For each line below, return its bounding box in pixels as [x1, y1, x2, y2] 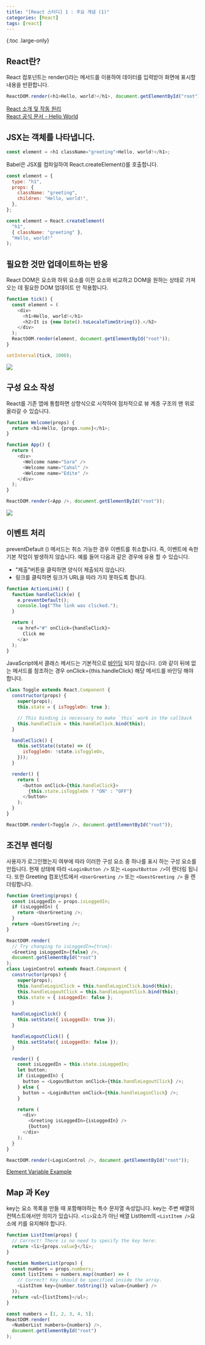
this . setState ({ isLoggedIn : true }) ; [17, 1017, 116, 1023]
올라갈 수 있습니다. [6, 407, 51, 415]
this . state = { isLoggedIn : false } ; [17, 994, 113, 1000]
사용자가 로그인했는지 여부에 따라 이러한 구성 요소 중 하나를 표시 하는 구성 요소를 [6, 858, 197, 865]
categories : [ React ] [6, 15, 59, 21]
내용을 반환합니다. [6, 81, 49, 88]
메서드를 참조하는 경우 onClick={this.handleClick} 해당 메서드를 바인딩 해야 [12, 667, 194, 675]
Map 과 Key [6, 1187, 50, 1197]
